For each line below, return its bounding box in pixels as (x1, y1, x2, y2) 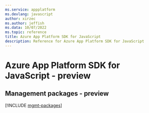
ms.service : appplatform (5, 7, 55, 12)
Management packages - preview (5, 90, 109, 98)
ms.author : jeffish (5, 20, 45, 26)
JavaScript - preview (5, 70, 91, 81)
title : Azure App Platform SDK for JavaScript (5, 35, 101, 39)
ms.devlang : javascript (5, 12, 53, 17)
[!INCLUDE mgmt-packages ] (5, 102, 62, 108)
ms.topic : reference (5, 30, 47, 35)
